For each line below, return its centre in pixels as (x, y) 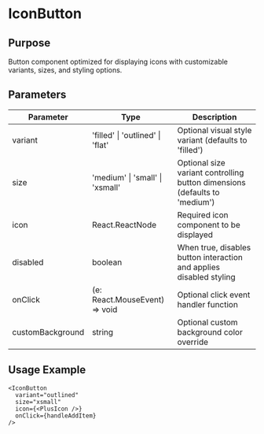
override (193, 342)
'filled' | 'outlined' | (126, 135)
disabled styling (206, 276)
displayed (195, 235)
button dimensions (211, 182)
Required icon (203, 215)
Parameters (37, 95)
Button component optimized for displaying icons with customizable (118, 61)
